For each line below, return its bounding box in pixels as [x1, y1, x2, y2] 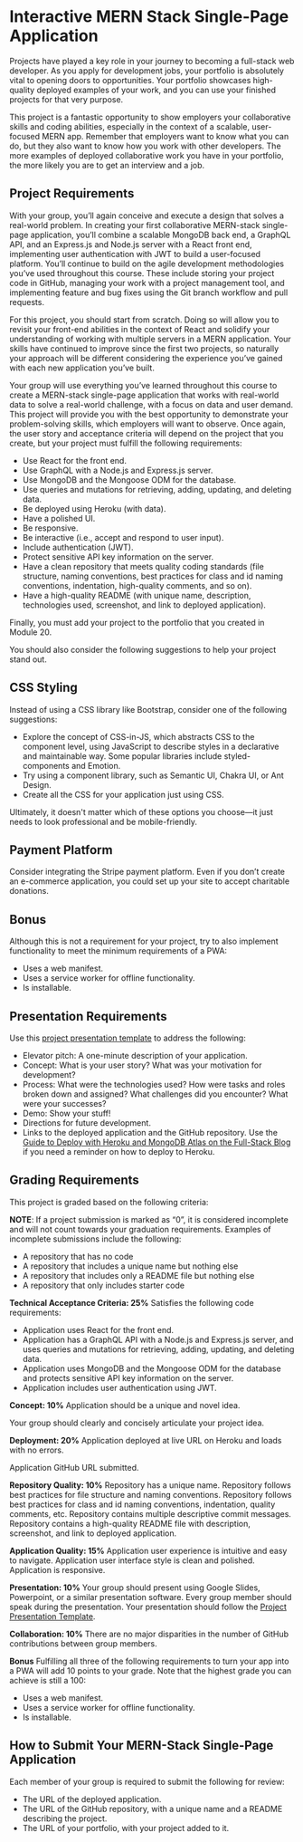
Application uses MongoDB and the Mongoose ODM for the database [22, 1363, 282, 1374]
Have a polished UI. [22, 513, 96, 523]
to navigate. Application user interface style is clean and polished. [9, 1555, 255, 1566]
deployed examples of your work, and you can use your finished [36, 84, 276, 95]
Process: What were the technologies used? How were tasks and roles [22, 1079, 286, 1089]
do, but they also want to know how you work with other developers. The [9, 140, 282, 151]
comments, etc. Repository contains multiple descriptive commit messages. [9, 1508, 292, 1519]
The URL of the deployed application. [22, 1793, 162, 1804]
